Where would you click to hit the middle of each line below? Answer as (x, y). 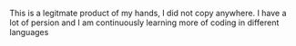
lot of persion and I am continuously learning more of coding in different (144, 23)
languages (29, 32)
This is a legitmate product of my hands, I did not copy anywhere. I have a (148, 13)
